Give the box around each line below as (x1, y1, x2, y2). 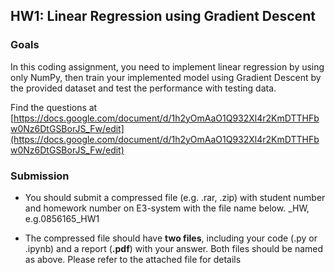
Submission (10, 169, 70, 183)
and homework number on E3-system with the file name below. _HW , (24, 202, 310, 214)
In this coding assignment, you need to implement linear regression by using (10, 60, 325, 73)
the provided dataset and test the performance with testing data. (10, 82, 277, 94)
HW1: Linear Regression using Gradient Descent (10, 8, 316, 25)
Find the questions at (10, 101, 98, 113)
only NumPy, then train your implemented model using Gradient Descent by (10, 71, 322, 83)
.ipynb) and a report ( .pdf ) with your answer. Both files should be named (24, 242, 324, 254)
